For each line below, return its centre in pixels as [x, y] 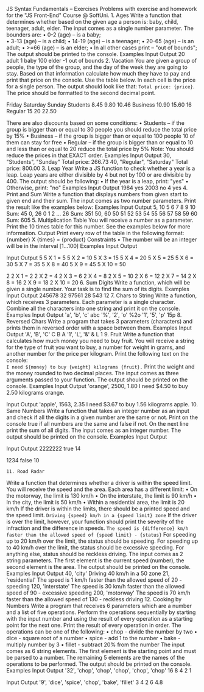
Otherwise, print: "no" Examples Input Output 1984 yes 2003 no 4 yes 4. [97, 188]
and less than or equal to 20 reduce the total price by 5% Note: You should [100, 149]
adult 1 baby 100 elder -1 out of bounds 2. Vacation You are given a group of [102, 61]
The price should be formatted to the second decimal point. [81, 93]
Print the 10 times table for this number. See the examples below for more [98, 227]
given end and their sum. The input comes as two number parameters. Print [101, 201]
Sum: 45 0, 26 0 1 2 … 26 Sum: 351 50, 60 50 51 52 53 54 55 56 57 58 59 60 [102, 214]
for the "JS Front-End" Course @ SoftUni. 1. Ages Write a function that [94, 15]
